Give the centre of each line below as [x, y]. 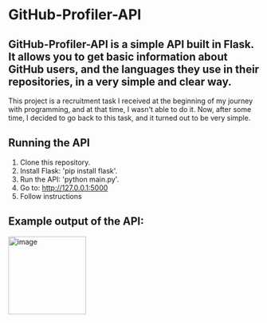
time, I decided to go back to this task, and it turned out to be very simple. [130, 118]
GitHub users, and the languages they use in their [134, 69]
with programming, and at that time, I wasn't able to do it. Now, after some [130, 109]
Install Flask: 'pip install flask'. [69, 170]
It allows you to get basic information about [118, 56]
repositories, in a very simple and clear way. [120, 82]
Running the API [49, 143]
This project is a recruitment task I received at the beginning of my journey [131, 101]
